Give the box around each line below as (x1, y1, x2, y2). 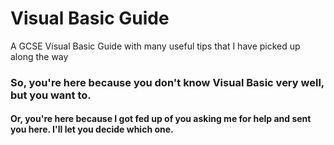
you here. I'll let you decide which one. (10, 123, 174, 136)
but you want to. (10, 88, 92, 102)
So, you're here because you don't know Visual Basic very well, (10, 75, 325, 89)
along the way (10, 50, 69, 62)
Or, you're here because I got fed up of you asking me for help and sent (10, 113, 312, 125)
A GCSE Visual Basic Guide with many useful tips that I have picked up (10, 40, 301, 52)
